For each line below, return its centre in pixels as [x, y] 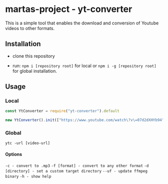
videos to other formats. [30, 28]
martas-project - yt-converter [69, 9]
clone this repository [33, 56]
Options [14, 154]
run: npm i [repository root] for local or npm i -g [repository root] [84, 65]
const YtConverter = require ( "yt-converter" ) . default [62, 111]
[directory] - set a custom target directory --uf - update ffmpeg [76, 171]
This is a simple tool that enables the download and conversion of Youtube [82, 23]
